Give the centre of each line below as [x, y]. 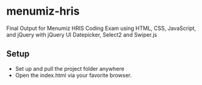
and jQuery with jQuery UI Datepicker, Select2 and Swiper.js [82, 34]
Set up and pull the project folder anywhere [70, 68]
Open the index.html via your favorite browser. [74, 75]
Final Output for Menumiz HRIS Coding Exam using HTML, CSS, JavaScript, [101, 28]
